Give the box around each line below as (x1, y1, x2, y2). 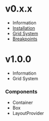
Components (5, 88, 37, 95)
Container (12, 99, 33, 106)
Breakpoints (12, 36, 37, 42)
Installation (12, 25, 35, 31)
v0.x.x (5, 3, 32, 15)
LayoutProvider (12, 110, 44, 116)
